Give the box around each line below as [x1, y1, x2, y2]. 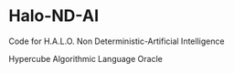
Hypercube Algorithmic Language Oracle [8, 53, 164, 64]
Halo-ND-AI [8, 5, 100, 26]
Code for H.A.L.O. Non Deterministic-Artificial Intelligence [8, 36, 225, 47]
